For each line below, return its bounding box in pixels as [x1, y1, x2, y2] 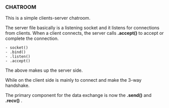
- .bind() [5, 49, 26, 55]
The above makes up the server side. [5, 67, 83, 74]
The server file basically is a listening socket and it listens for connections [5, 25, 160, 31]
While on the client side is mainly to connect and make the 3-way [5, 77, 142, 83]
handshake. [5, 82, 30, 89]
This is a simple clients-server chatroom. [5, 15, 90, 21]
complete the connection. [5, 35, 59, 41]
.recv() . [5, 97, 23, 104]
